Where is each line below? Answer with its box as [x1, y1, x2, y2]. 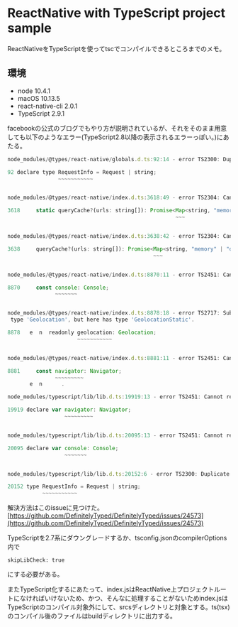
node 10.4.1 [17, 87, 51, 95]
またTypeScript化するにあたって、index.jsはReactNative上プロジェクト [7, 585, 215, 594]
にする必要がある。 [7, 570, 64, 579]
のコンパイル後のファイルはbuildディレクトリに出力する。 [7, 612, 177, 621]
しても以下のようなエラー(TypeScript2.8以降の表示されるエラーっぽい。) [7, 133, 217, 141]
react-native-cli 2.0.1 [17, 102, 78, 110]
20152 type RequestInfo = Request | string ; [7, 483, 141, 491]
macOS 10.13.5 [17, 94, 60, 102]
